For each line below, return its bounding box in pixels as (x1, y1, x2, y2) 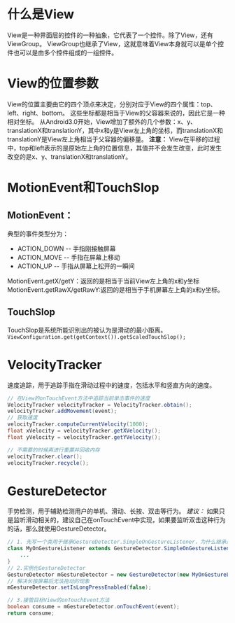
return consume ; (7, 610, 55, 617)
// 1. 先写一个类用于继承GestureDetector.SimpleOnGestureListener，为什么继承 (7, 538, 227, 546)
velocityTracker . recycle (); (7, 459, 90, 466)
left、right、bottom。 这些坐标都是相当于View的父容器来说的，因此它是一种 (7, 108, 226, 117)
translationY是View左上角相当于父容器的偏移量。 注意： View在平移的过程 (7, 134, 220, 143)
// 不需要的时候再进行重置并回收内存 (7, 446, 100, 454)
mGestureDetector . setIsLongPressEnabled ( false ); (7, 584, 152, 591)
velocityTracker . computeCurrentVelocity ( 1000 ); (7, 421, 149, 428)
